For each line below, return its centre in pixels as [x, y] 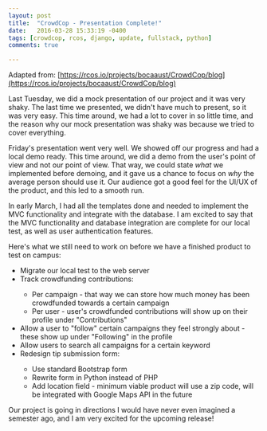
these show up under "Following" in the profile [96, 337]
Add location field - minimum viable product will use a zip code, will [142, 386]
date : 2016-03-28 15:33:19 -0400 [67, 30]
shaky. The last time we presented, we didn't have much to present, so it [128, 108]
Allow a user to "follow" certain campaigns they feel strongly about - [132, 328]
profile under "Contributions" [79, 320]
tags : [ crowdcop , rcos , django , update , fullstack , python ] [110, 38]
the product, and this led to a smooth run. [77, 190]
